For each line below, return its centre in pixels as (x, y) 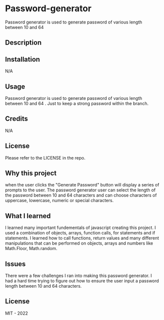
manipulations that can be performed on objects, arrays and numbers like (79, 243)
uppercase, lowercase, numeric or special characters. (59, 201)
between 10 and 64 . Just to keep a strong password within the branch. (77, 103)
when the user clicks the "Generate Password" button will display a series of (82, 185)
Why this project (31, 173)
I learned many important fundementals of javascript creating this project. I (81, 228)
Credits (17, 119)
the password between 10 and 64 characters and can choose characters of (81, 195)
